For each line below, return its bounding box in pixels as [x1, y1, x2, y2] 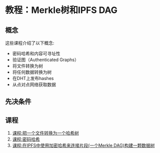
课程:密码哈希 [12, 136, 40, 142]
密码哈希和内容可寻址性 [12, 51, 60, 56]
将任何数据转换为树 [12, 69, 52, 75]
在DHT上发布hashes [12, 76, 54, 81]
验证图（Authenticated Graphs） [12, 57, 79, 63]
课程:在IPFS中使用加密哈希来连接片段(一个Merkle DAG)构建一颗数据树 [12, 143, 155, 149]
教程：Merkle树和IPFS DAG [5, 4, 118, 16]
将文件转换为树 [12, 63, 43, 69]
